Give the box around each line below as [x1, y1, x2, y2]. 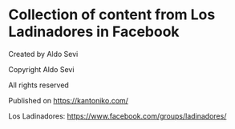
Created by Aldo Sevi [8, 49, 79, 58]
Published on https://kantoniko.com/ [8, 95, 128, 105]
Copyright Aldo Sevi [8, 64, 75, 74]
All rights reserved [8, 80, 70, 90]
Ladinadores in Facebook [8, 22, 180, 41]
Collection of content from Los [8, 6, 216, 24]
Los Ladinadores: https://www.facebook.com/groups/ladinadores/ [8, 111, 227, 121]
